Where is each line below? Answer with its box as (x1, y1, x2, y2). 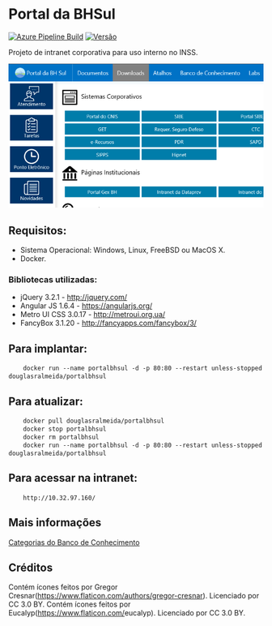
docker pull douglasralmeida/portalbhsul (23, 417, 164, 426)
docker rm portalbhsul (23, 433, 100, 442)
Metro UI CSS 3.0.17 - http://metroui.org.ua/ (19, 310, 166, 319)
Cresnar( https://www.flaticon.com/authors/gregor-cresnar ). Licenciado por (8, 591, 260, 601)
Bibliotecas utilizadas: (8, 274, 98, 285)
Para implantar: (8, 341, 87, 355)
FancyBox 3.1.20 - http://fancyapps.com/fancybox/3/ (19, 318, 197, 328)
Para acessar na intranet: (8, 471, 138, 485)
